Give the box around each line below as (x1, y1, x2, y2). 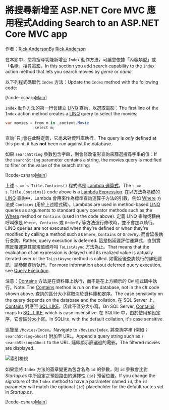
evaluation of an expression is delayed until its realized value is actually (5, 249, 153, 256)
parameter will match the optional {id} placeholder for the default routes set (5, 383, 164, 390)
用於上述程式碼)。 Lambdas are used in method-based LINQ (36, 201, 160, 208)
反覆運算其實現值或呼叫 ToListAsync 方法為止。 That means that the (9, 243, 150, 250)
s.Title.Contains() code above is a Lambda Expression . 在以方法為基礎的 (5, 188, 160, 195)
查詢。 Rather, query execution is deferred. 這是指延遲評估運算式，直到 (9, 237, 156, 243)
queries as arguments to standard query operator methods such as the (5, 207, 152, 213)
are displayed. (5, 345, 35, 351)
